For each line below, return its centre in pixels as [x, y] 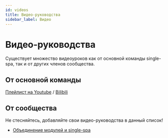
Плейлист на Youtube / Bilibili [37, 92]
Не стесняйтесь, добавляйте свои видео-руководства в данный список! [84, 120]
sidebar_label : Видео [28, 19]
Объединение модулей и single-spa [52, 130]
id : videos [17, 10]
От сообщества [31, 108]
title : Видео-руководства [33, 15]
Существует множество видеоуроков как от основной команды [75, 58]
